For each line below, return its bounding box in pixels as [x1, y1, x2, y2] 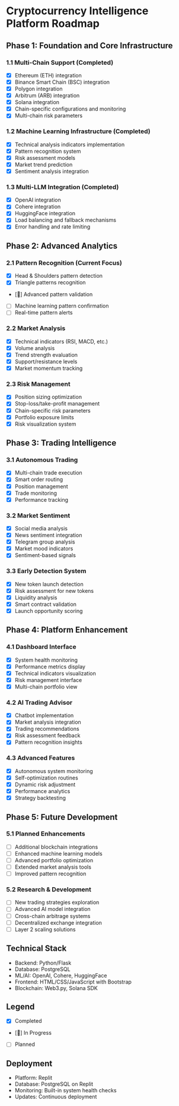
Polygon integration [14, 85, 63, 92]
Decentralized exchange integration [14, 919, 103, 926]
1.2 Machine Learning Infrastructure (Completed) [6, 127, 151, 136]
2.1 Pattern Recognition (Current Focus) [6, 259, 123, 267]
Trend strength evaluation [14, 351, 78, 358]
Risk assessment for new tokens [14, 587, 94, 594]
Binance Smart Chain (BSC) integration [14, 78, 110, 86]
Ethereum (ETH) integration [14, 71, 82, 78]
